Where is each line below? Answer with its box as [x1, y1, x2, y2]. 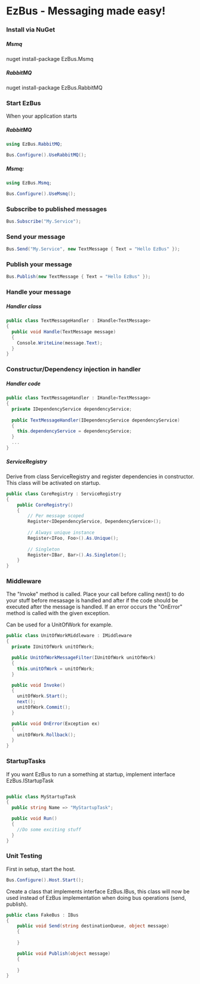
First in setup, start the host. [6, 865, 76, 872]
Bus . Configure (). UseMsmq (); [6, 190, 76, 196]
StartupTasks [6, 757, 46, 765]
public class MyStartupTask [6, 794, 76, 799]
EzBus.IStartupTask [6, 777, 54, 784]
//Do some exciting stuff [17, 826, 82, 832]
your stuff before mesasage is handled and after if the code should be [6, 597, 179, 604]
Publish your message [6, 260, 73, 269]
